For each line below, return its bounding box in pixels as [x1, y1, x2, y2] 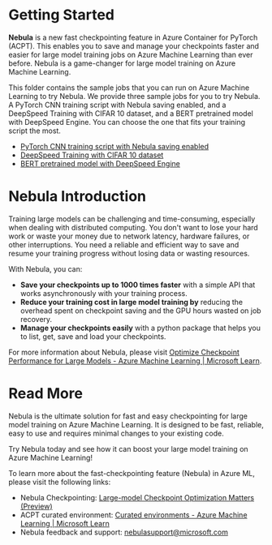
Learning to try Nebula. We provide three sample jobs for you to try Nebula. [8, 91, 261, 101]
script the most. [8, 126, 61, 135]
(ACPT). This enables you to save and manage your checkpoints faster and [8, 41, 260, 50]
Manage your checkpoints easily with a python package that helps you [19, 323, 261, 333]
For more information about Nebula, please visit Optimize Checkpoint [8, 347, 240, 357]
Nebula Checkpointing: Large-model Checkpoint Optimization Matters [19, 492, 254, 502]
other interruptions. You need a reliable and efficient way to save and [8, 239, 240, 249]
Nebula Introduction [8, 187, 147, 206]
